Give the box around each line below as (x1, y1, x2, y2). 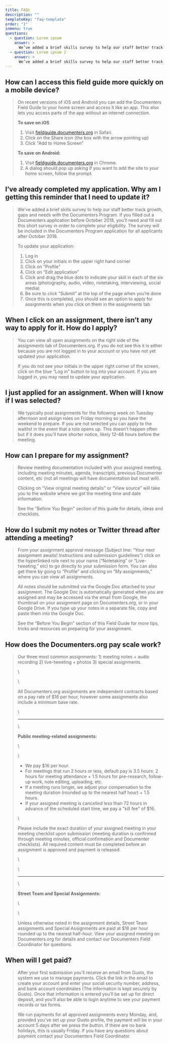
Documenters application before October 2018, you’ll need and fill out (17, 217, 162, 223)
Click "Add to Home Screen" (25, 140, 84, 147)
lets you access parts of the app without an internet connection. (17, 110, 150, 116)
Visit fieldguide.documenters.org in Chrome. (25, 160, 117, 166)
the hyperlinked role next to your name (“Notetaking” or (17, 558, 133, 564)
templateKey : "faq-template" (5, 17, 66, 22)
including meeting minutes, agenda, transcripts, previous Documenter (17, 470, 162, 476)
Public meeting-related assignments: (17, 733, 97, 739)
